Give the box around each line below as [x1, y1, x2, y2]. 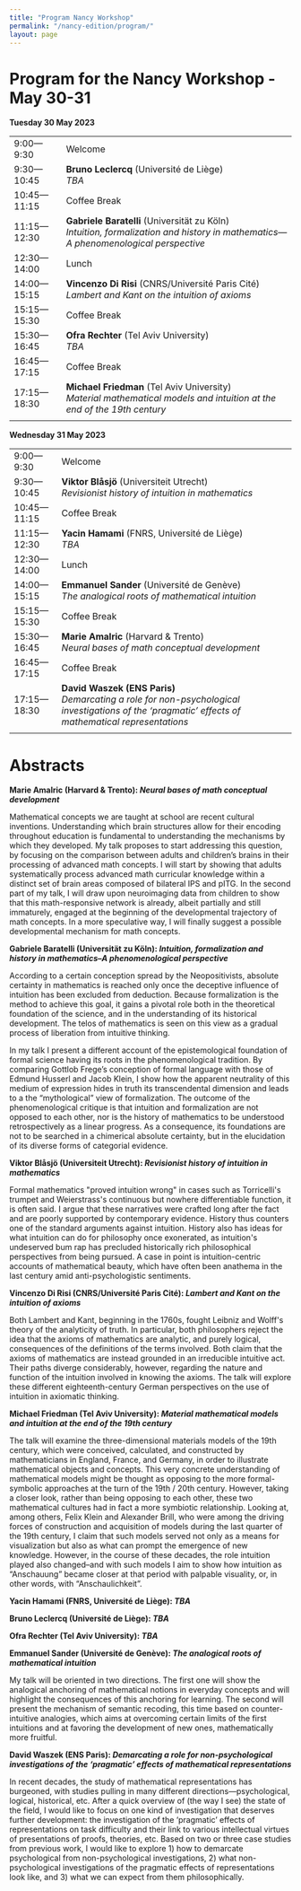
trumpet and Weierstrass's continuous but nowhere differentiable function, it [9, 1195, 291, 1205]
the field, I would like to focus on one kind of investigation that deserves [9, 1805, 275, 1816]
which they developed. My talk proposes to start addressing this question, [9, 840, 283, 851]
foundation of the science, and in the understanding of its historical [9, 1009, 257, 1020]
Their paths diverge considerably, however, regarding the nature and [9, 1362, 262, 1373]
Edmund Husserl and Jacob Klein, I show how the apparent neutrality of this [9, 1073, 290, 1084]
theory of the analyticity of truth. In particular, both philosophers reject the [9, 1325, 284, 1335]
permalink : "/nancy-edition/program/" [9, 22, 154, 31]
